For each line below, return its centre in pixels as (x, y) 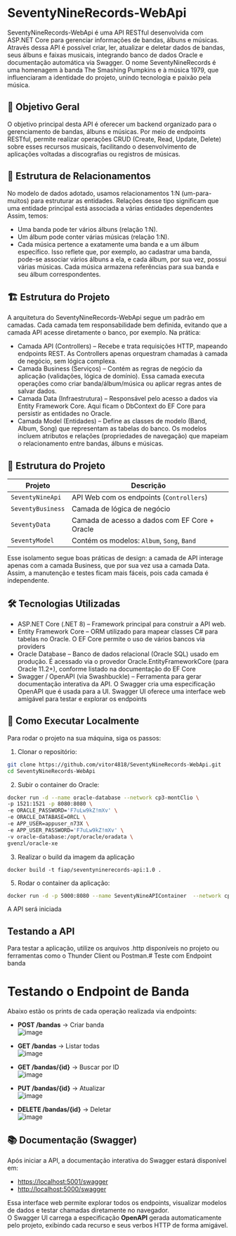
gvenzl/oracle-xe (33, 843)
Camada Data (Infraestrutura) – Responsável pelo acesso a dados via (117, 399)
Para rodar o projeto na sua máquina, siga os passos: (84, 738)
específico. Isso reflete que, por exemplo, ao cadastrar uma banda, (114, 252)
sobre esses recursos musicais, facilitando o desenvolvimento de (102, 147)
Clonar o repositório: (47, 751)
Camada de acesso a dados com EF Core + (143, 521)
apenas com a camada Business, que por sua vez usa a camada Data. (109, 566)
